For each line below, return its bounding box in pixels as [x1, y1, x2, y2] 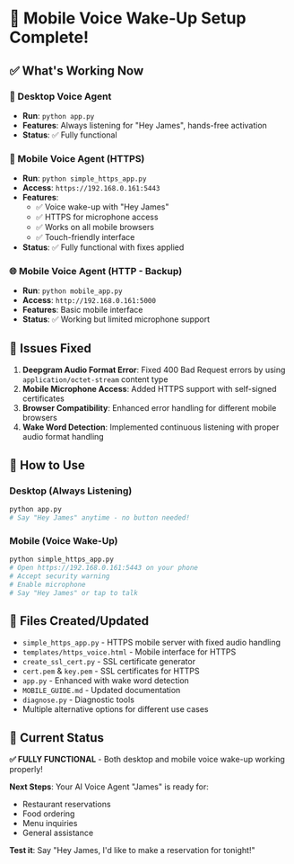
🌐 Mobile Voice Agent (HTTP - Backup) [9, 265, 183, 278]
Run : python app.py [22, 110, 95, 120]
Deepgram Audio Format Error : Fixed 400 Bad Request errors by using [22, 364, 286, 376]
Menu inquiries [22, 818, 78, 829]
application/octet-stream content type [22, 374, 169, 385]
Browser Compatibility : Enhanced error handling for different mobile [22, 403, 277, 414]
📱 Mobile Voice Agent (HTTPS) [9, 152, 145, 165]
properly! [9, 764, 43, 775]
